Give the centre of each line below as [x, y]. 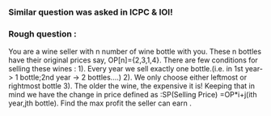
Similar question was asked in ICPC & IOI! [91, 12]
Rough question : [42, 33]
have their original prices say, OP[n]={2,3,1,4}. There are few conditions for [133, 60]
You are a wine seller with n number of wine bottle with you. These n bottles [135, 52]
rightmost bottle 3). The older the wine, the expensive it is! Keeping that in [131, 86]
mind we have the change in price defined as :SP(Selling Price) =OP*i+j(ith [133, 95]
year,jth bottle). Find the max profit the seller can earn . [100, 103]
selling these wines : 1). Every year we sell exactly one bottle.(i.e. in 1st [126, 69]
